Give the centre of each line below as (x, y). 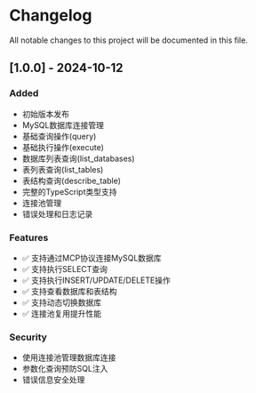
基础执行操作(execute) (63, 147)
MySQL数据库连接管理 (63, 124)
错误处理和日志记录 (57, 213)
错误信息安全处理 (53, 380)
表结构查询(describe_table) (72, 180)
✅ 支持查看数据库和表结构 (69, 291)
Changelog (51, 16)
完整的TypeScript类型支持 (69, 191)
